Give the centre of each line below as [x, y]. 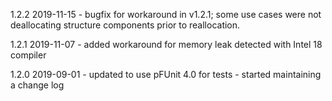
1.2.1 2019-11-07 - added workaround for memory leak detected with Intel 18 [166, 44]
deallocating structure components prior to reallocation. [125, 25]
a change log [37, 85]
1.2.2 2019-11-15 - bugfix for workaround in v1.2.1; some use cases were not [166, 14]
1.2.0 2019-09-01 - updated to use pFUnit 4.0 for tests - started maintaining [166, 74]
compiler [28, 55]
